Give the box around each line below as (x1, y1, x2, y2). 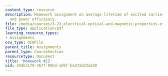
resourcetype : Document (5, 53, 55, 59)
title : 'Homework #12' (5, 58, 52, 63)
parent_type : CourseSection (5, 49, 64, 54)
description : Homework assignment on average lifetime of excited (5, 12, 146, 17)
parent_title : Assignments (5, 44, 61, 49)
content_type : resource (5, 7, 55, 12)
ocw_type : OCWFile (5, 40, 43, 45)
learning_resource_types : (5, 30, 59, 35)
